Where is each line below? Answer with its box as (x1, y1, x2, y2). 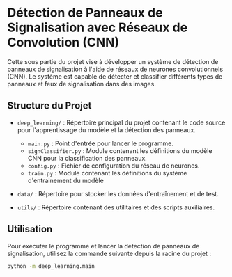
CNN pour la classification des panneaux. (27, 154, 148, 162)
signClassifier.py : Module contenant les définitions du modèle (27, 146, 212, 155)
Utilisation (7, 223, 53, 235)
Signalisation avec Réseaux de (7, 19, 188, 35)
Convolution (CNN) (7, 35, 120, 50)
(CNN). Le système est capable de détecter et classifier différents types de (7, 72, 223, 81)
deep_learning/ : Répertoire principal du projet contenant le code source (17, 118, 226, 127)
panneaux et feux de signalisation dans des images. (7, 79, 157, 88)
